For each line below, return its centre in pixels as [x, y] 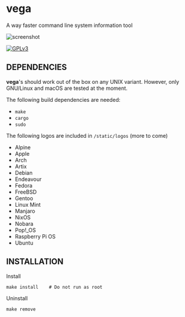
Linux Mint [28, 204]
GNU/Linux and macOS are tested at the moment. [67, 88]
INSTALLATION [35, 262]
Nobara [24, 224]
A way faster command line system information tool [70, 25]
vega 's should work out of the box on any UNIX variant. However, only [93, 81]
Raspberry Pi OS [35, 236]
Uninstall [17, 298]
